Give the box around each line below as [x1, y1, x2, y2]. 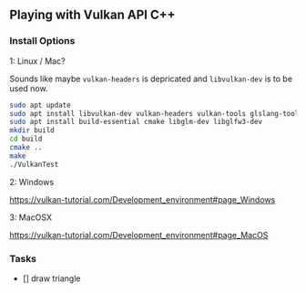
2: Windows [9, 176, 55, 187]
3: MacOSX [9, 212, 53, 223]
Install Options [9, 35, 76, 47]
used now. [9, 82, 48, 94]
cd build [9, 134, 43, 144]
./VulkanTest [9, 160, 59, 169]
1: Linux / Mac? [9, 55, 66, 67]
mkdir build [9, 126, 55, 135]
